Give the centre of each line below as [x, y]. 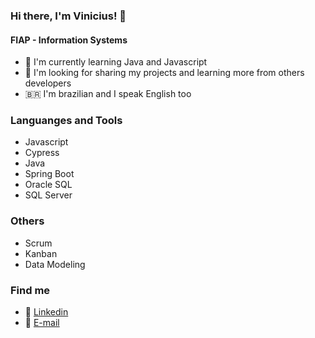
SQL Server [48, 195]
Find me [30, 290]
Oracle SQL [48, 185]
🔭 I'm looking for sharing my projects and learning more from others [164, 73]
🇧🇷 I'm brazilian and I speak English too [108, 94]
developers [48, 83]
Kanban [41, 253]
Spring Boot [49, 174]
